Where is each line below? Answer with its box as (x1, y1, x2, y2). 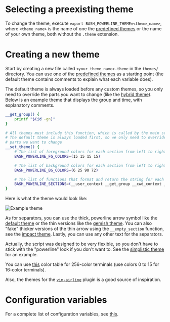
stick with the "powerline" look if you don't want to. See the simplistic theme (5, 246, 164, 252)
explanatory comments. (5, 102, 55, 108)
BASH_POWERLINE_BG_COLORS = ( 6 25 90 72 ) (14, 168, 99, 173)
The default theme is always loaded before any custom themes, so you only (5, 86, 163, 92)
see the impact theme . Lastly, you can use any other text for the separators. (5, 231, 163, 237)
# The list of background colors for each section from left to (14, 163, 153, 168)
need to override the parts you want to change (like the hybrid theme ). (5, 91, 152, 97)
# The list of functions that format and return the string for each (14, 177, 164, 182)
